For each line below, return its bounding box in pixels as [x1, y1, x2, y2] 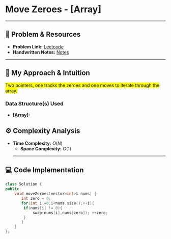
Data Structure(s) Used [5, 100, 64, 108]
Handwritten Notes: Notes [12, 49, 69, 55]
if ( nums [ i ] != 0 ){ [23, 205, 63, 210]
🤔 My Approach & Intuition [5, 69, 90, 77]
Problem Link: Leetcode [12, 43, 64, 49]
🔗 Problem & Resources [5, 30, 81, 39]
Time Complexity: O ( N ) [12, 140, 63, 146]
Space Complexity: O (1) [20, 145, 72, 151]
